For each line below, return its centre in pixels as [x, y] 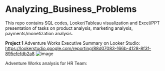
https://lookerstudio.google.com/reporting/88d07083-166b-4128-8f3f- [78, 48]
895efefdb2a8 [20, 54]
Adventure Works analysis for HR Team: [46, 63]
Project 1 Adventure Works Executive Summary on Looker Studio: [73, 43]
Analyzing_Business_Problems [71, 9]
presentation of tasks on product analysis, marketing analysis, [69, 28]
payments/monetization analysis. [39, 33]
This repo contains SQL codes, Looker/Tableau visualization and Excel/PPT [82, 23]
